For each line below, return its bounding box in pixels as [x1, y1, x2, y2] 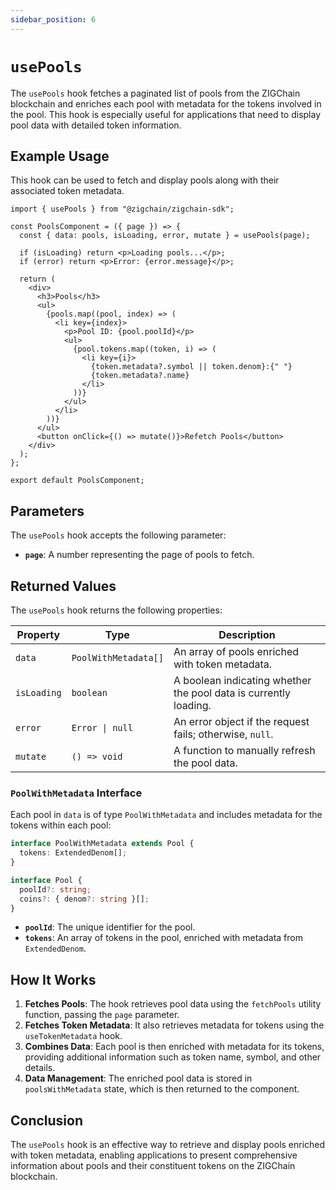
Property [16, 628, 61, 641]
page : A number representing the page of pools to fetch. [24, 549, 255, 561]
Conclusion [10, 1112, 84, 1129]
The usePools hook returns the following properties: [10, 604, 223, 616]
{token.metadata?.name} [90, 371, 190, 381]
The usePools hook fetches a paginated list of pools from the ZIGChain [10, 87, 301, 99]
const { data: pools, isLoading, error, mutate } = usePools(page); [19, 231, 311, 241]
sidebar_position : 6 [10, 14, 97, 25]
